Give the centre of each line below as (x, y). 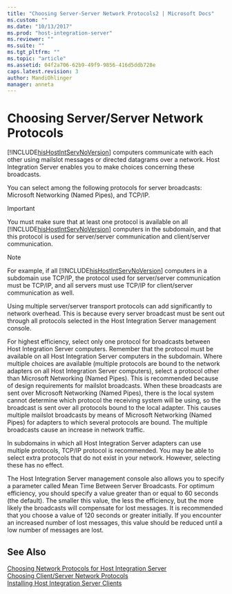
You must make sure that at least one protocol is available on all (98, 222)
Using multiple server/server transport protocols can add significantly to (110, 306)
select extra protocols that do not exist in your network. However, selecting (114, 458)
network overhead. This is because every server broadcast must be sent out (116, 314)
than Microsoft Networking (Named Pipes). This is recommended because (113, 378)
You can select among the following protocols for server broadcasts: (105, 188)
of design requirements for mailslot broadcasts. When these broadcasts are (115, 386)
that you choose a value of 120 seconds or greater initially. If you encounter (115, 515)
